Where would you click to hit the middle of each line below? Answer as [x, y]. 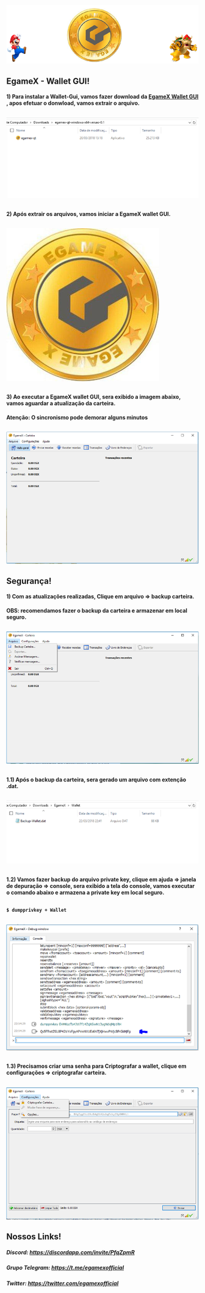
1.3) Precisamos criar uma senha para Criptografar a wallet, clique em [96, 1066]
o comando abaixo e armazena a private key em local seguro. [85, 892]
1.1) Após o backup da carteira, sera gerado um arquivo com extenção [96, 780]
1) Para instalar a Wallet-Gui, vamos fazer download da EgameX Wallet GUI [103, 97]
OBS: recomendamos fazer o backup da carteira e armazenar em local [97, 610]
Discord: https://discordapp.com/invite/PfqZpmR [71, 1253]
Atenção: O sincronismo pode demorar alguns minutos [77, 417]
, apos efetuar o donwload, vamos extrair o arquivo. [73, 103]
